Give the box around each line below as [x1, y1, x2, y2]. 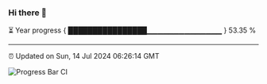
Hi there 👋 [8, 7, 48, 18]
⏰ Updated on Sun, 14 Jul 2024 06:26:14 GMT [8, 52, 161, 61]
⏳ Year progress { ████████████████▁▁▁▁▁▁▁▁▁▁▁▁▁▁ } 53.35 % [8, 25, 257, 35]
